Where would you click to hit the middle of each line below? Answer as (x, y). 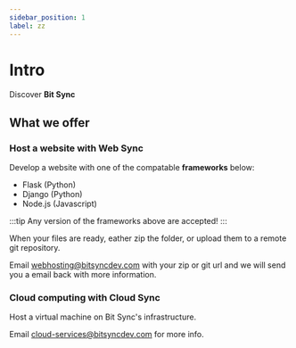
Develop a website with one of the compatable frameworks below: (132, 168)
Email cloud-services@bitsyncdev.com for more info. (107, 335)
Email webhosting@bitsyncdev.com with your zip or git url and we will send (148, 265)
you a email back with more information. (83, 275)
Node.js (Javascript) (60, 204)
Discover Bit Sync (42, 95)
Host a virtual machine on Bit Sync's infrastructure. (103, 317)
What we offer (50, 123)
